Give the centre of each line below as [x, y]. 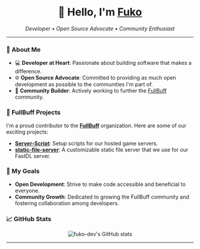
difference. [28, 71]
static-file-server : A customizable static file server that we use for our [101, 149]
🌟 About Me [24, 49]
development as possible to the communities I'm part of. [84, 84]
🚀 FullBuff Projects [33, 112]
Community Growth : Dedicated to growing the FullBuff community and [102, 197]
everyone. [27, 190]
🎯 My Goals [23, 171]
